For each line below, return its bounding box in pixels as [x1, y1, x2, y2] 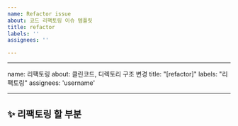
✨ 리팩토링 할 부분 [7, 108, 82, 120]
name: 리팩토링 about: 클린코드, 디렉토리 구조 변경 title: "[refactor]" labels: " [7, 70, 222, 79]
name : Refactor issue [7, 10, 72, 18]
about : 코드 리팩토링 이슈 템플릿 [7, 17, 93, 24]
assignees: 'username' [29, 79, 96, 87]
